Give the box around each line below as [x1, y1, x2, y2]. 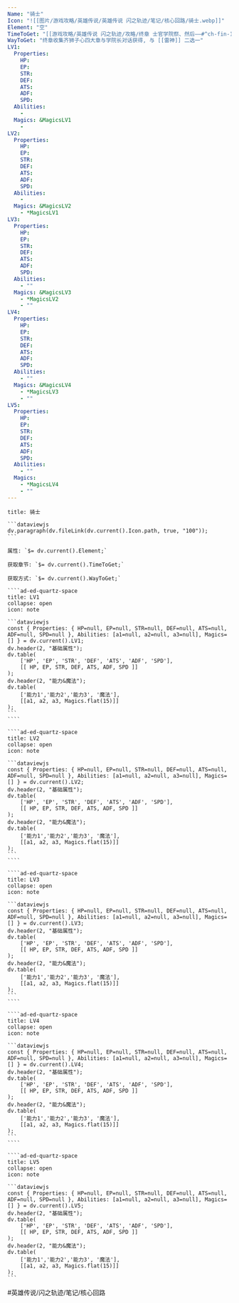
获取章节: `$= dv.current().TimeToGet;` [7, 561, 124, 568]
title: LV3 [7, 876, 40, 883]
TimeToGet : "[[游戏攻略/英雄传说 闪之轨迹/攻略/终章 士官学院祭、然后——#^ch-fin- [7, 30, 230, 38]
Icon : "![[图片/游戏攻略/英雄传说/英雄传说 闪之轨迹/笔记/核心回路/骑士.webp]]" [7, 17, 225, 24]
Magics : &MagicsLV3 [14, 289, 72, 296]
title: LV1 [7, 593, 40, 601]
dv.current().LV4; [29, 1061, 84, 1068]
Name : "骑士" [7, 10, 44, 18]
